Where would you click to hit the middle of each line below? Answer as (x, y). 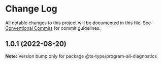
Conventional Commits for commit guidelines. (53, 28)
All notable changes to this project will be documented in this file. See (78, 23)
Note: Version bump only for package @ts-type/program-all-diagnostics (81, 56)
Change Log (31, 9)
